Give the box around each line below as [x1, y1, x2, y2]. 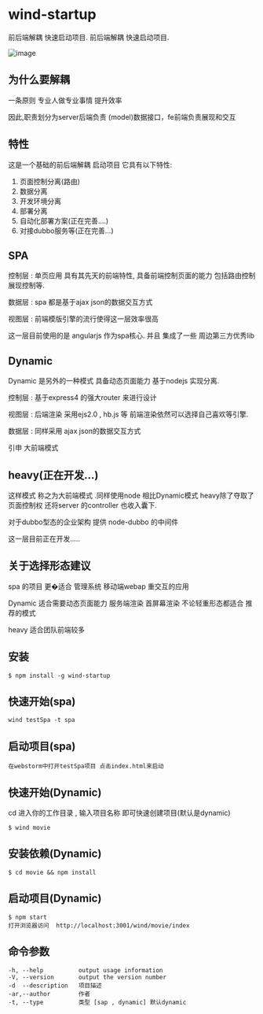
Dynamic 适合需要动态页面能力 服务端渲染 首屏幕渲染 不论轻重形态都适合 [8, 598, 244, 608]
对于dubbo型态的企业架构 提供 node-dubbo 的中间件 [8, 517, 179, 527]
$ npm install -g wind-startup [8, 672, 111, 679]
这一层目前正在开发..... [8, 534, 81, 543]
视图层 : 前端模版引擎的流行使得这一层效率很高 [8, 314, 159, 324]
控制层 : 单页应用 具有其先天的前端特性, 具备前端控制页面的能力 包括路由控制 [8, 271, 256, 280]
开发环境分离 [19, 196, 61, 205]
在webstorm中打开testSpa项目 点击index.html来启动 [8, 762, 164, 771]
